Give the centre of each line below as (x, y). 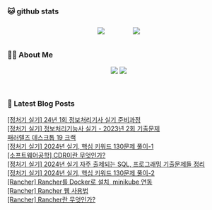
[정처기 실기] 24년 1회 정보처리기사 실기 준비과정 (74, 119)
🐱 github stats (33, 11)
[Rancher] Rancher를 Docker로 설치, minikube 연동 (80, 182)
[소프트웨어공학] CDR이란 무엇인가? (57, 155)
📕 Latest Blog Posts (41, 104)
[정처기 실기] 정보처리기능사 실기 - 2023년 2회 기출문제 (84, 128)
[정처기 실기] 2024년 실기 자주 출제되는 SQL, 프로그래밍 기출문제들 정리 (106, 164)
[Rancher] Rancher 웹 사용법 (48, 190)
